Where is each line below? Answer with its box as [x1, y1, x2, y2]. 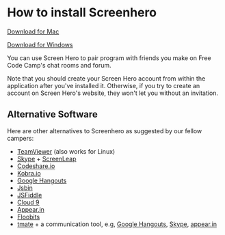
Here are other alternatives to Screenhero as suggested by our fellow [7, 126, 202, 135]
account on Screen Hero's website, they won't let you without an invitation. [7, 89, 219, 97]
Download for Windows [7, 40, 73, 49]
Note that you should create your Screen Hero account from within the [7, 74, 206, 83]
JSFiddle [16, 191, 42, 199]
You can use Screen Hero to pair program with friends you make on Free [7, 53, 211, 62]
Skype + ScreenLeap [16, 154, 77, 163]
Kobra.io [16, 169, 41, 177]
